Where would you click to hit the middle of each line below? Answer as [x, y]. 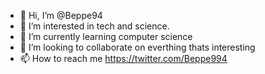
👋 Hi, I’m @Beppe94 [61, 15]
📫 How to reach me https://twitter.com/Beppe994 [123, 58]
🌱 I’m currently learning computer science [106, 36]
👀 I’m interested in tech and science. [94, 26]
